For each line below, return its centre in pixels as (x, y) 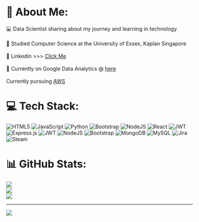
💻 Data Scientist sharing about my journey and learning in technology (92, 28)
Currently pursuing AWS (36, 81)
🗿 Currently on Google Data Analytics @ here (61, 68)
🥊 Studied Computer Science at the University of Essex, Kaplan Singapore (96, 43)
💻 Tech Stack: (43, 106)
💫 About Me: (37, 12)
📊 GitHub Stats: (46, 164)
